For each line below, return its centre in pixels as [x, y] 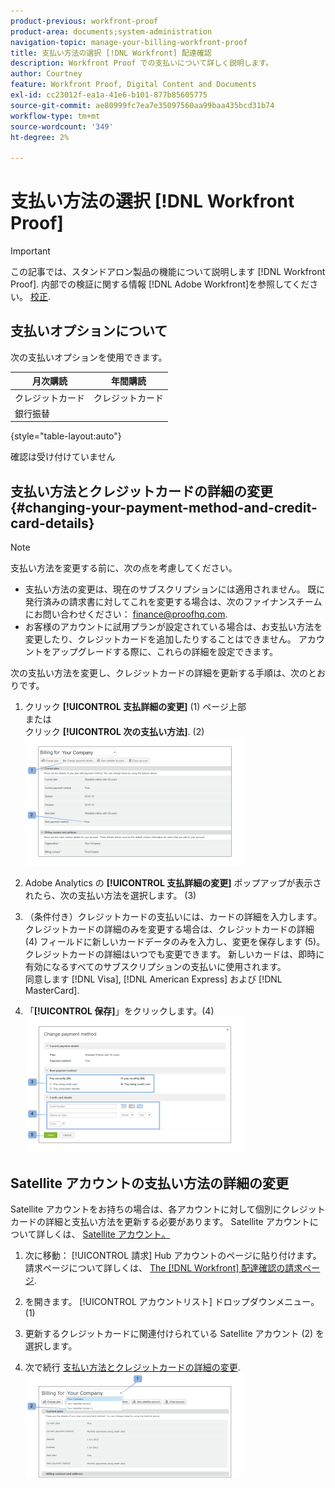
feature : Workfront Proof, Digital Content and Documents [133, 85]
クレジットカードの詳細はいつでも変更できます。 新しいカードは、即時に [174, 954]
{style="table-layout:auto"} [66, 436]
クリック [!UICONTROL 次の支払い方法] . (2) [114, 732]
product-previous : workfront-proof [84, 21]
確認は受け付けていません [63, 457]
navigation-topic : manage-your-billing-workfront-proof [129, 42]
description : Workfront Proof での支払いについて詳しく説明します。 [142, 63]
